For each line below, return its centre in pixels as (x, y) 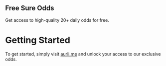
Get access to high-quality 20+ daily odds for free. (57, 20)
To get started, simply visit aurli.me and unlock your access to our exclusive (83, 54)
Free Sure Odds (30, 8)
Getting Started (38, 40)
